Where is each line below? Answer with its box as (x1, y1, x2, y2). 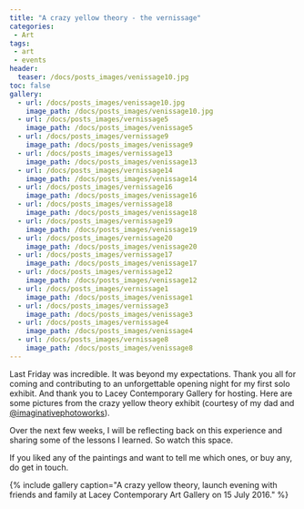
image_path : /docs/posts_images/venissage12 (25, 276, 198, 285)
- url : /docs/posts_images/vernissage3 (17, 301, 169, 310)
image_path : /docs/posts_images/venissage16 (25, 191, 198, 200)
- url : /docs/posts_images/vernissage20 (17, 233, 173, 242)
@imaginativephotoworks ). (9, 407, 111, 418)
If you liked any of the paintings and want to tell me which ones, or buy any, (9, 452, 293, 463)
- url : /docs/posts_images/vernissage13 (17, 148, 173, 158)
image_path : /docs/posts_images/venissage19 (25, 225, 198, 234)
